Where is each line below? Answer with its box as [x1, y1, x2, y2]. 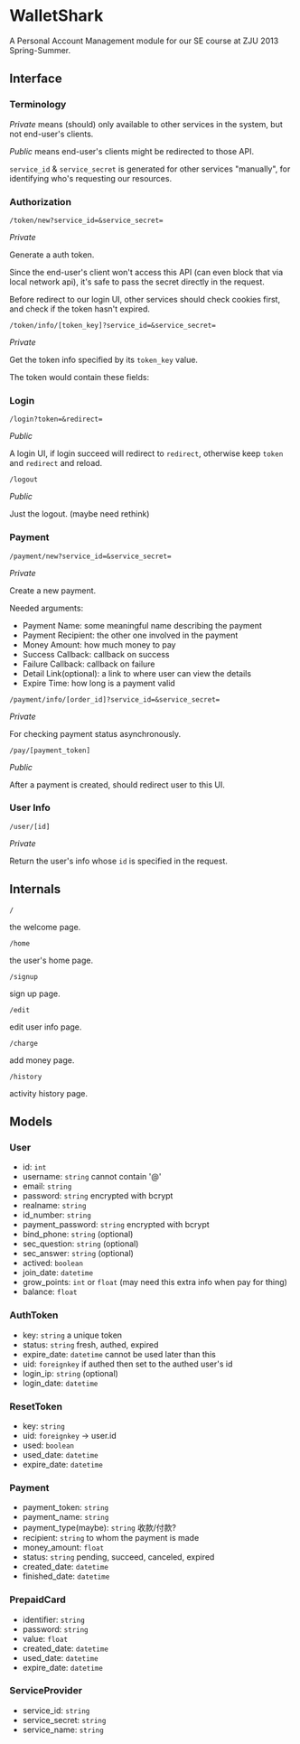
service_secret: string [22, 1714, 107, 1725]
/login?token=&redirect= [9, 415, 103, 424]
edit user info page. [9, 1021, 82, 1032]
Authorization [9, 195, 72, 208]
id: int [22, 1161, 47, 1172]
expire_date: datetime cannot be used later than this [22, 1348, 217, 1359]
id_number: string [22, 1209, 92, 1220]
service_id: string [22, 1704, 90, 1716]
